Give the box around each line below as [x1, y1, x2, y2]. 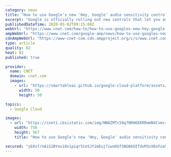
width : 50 [18, 88, 40, 93]
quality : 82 [5, 45, 31, 50]
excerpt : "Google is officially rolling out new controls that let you [5, 17, 160, 22]
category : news [5, 7, 38, 13]
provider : [5, 64, 26, 69]
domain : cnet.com [10, 73, 47, 79]
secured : [5, 144, 24, 149]
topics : [5, 101, 22, 107]
